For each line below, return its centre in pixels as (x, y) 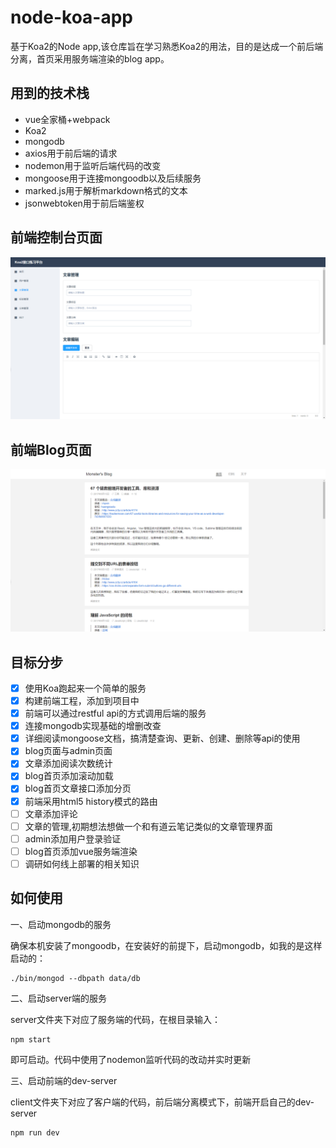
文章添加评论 (51, 813)
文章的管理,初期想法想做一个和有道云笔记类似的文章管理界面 (148, 826)
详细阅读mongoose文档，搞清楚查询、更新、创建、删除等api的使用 (162, 738)
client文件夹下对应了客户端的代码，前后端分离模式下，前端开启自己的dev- (162, 1102)
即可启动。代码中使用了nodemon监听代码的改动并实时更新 (131, 1059)
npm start (31, 1039)
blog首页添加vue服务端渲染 (81, 851)
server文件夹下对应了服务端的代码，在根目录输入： (116, 1019)
